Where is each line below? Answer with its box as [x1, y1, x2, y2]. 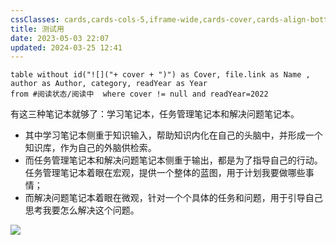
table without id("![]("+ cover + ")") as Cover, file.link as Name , [10, 70, 311, 80]
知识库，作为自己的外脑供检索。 [24, 142, 157, 154]
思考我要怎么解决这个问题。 [24, 204, 140, 216]
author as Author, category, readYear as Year [10, 79, 208, 89]
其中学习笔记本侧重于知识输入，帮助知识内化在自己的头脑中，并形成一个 [24, 129, 323, 141]
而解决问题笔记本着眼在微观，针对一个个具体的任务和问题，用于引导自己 [24, 192, 323, 204]
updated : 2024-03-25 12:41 [10, 42, 123, 53]
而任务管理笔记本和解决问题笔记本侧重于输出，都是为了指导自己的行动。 [24, 154, 323, 166]
